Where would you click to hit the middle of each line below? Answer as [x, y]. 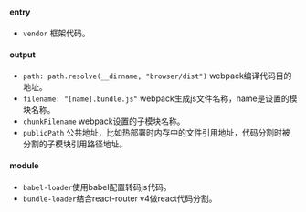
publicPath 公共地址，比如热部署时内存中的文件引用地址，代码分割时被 [156, 133]
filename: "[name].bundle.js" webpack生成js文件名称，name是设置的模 [160, 98]
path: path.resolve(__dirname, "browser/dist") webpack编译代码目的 [157, 76]
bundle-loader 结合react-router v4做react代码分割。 [120, 198]
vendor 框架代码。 [56, 33]
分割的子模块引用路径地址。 [75, 144]
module [24, 166]
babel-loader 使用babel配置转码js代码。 [97, 187]
